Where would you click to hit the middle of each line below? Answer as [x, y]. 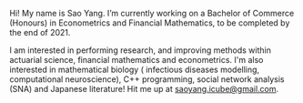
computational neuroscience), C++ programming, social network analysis [147, 79]
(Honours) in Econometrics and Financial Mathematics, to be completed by [150, 23]
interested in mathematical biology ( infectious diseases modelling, [135, 69]
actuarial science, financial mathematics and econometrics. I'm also [136, 60]
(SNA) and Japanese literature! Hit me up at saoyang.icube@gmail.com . [144, 89]
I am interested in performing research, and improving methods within [140, 50]
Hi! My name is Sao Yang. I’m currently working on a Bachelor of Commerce [152, 13]
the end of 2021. [40, 32]
